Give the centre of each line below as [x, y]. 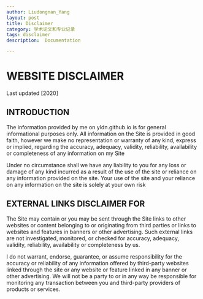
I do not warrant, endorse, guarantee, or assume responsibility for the [94, 256]
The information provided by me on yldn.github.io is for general [86, 127]
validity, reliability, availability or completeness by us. [73, 244]
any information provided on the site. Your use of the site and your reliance [101, 178]
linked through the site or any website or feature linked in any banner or [97, 270]
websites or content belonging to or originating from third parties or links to [101, 225]
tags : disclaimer [29, 35]
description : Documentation [44, 40]
